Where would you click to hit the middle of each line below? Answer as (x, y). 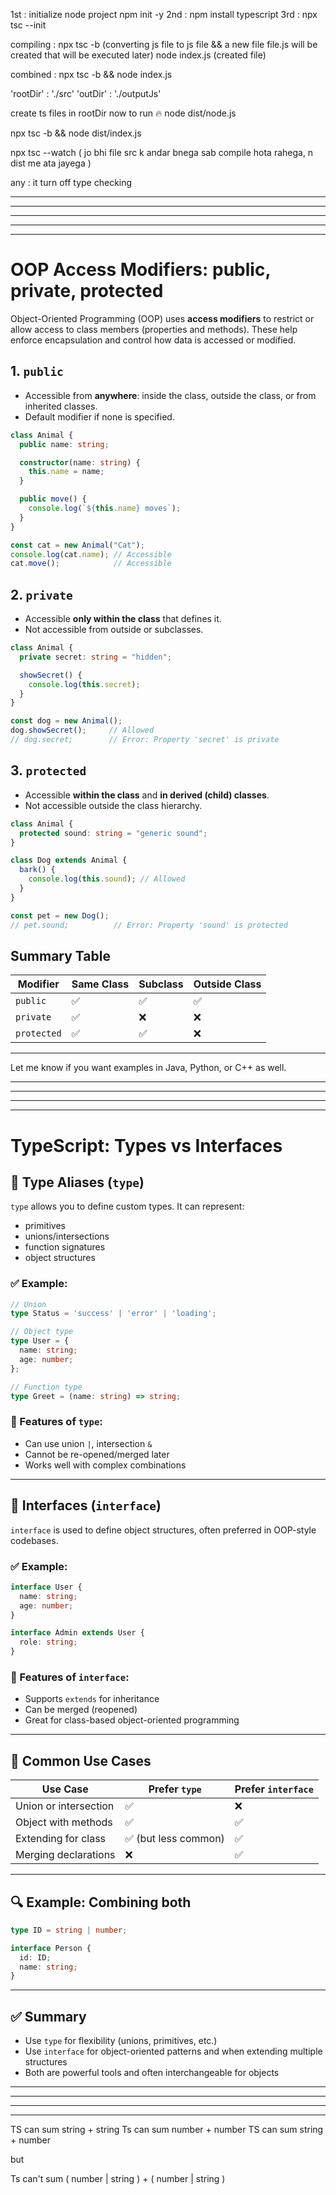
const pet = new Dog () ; (60, 915)
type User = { (40, 1341)
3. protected (48, 770)
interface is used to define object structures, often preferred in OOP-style (163, 1530)
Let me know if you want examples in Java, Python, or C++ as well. (148, 1068)
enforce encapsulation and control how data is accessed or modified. (153, 340)
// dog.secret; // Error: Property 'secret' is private (145, 740)
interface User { (46, 1587)
